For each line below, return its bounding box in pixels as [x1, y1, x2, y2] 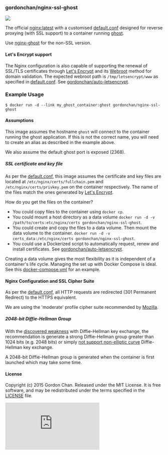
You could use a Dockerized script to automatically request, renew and [12, 241, 159, 247]
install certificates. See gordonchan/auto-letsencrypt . [12, 246, 123, 252]
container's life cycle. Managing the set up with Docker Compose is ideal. [5, 261, 157, 267]
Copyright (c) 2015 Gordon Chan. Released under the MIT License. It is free [5, 382, 161, 388]
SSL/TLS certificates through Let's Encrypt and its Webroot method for [5, 68, 152, 74]
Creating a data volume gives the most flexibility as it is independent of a [5, 256, 155, 262]
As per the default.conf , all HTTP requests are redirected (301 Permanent [5, 289, 156, 295]
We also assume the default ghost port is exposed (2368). [5, 149, 125, 155]
